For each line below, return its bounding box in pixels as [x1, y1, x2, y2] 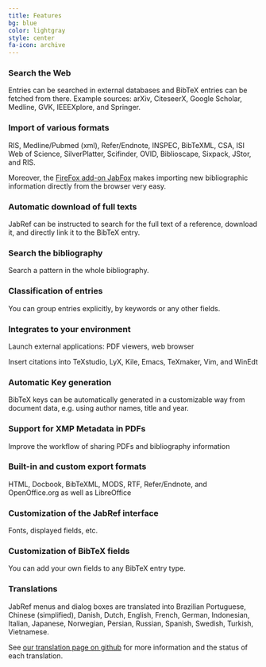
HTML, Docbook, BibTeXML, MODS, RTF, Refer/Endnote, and [8, 479, 208, 489]
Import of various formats [8, 123, 110, 134]
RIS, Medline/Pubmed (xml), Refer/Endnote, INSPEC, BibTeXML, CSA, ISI [8, 140, 245, 150]
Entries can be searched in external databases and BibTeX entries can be [8, 85, 248, 96]
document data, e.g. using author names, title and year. [8, 404, 189, 413]
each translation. [8, 650, 64, 661]
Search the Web [8, 68, 71, 79]
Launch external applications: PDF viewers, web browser [8, 341, 195, 351]
